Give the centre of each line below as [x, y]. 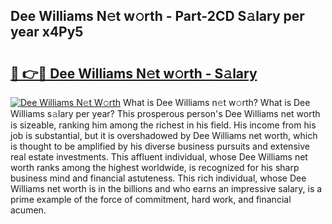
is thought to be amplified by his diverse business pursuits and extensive [160, 146]
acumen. [28, 210]
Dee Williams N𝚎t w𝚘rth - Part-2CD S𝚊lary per [157, 16]
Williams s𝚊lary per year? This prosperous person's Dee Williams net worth [165, 113]
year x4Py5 [47, 32]
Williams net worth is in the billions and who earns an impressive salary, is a [166, 188]
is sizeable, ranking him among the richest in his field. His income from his [163, 125]
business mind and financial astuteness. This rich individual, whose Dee [158, 178]
